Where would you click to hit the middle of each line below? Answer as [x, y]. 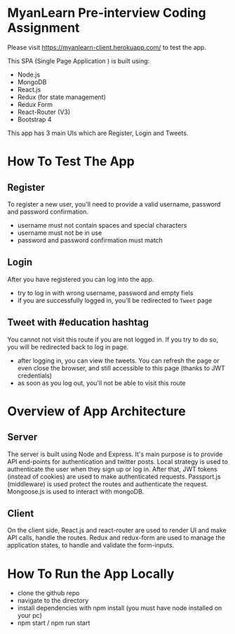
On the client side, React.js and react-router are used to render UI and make [117, 530]
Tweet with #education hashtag [78, 322]
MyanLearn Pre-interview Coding [107, 13]
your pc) [29, 616]
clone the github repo [48, 593]
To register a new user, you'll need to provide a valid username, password [114, 204]
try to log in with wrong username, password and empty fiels [105, 292]
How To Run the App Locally [91, 574]
